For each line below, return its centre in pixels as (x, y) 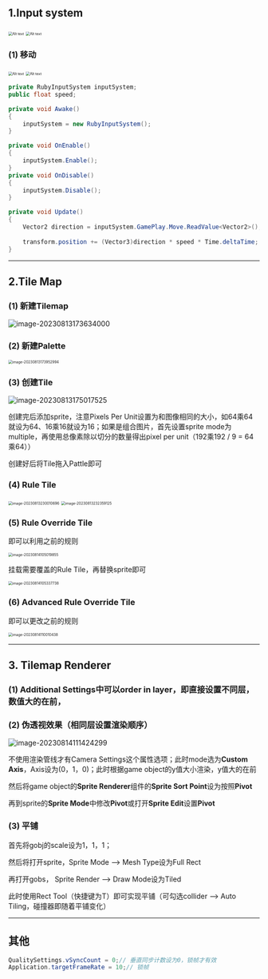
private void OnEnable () (49, 146)
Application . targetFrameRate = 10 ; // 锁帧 (79, 967)
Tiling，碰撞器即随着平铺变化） (59, 905)
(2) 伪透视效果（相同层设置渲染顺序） (81, 725)
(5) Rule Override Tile (51, 523)
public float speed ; (43, 94)
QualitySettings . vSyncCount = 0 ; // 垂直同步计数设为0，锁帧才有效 (112, 960)
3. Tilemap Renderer (60, 665)
